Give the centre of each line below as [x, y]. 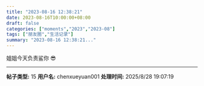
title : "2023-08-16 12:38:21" [45, 12]
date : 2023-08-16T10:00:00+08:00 [49, 18]
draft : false [23, 23]
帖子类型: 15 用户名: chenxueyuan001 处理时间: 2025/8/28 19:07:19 [90, 77]
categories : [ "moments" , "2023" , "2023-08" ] [61, 29]
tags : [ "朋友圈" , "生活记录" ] [40, 35]
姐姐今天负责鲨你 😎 [31, 58]
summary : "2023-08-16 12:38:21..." [51, 40]
